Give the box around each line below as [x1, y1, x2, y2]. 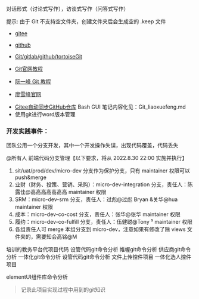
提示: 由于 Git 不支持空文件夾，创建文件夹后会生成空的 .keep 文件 [6, 18, 166, 25]
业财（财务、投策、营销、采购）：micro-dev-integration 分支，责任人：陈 [14, 181, 194, 188]
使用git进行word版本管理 [14, 111, 76, 118]
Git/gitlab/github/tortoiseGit [14, 53, 82, 60]
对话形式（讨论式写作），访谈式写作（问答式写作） [6, 5, 129, 12]
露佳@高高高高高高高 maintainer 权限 [14, 189, 107, 196]
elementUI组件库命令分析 [6, 273, 69, 280]
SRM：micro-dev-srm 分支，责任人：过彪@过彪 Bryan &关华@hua [14, 196, 178, 203]
